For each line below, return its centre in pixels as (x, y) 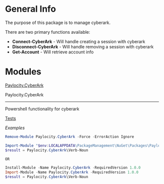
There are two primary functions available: (48, 32)
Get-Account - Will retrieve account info (53, 52)
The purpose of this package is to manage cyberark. (58, 23)
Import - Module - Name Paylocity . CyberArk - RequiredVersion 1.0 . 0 (72, 172)
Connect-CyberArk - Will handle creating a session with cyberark (79, 41)
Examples (15, 128)
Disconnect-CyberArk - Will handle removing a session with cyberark (83, 46)
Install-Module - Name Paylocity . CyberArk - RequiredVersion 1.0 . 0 (73, 168)
